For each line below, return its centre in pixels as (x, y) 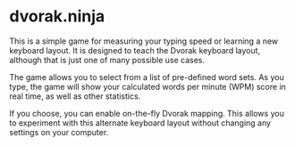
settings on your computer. (59, 132)
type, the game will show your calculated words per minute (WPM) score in (147, 86)
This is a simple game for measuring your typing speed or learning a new (144, 41)
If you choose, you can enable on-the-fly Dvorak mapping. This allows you (147, 113)
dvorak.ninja (57, 16)
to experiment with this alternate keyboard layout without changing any (140, 123)
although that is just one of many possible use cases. (107, 60)
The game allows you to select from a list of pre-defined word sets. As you (147, 77)
